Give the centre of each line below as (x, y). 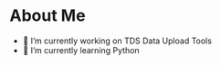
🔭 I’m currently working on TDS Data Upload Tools (117, 41)
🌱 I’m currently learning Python (81, 50)
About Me (47, 16)
